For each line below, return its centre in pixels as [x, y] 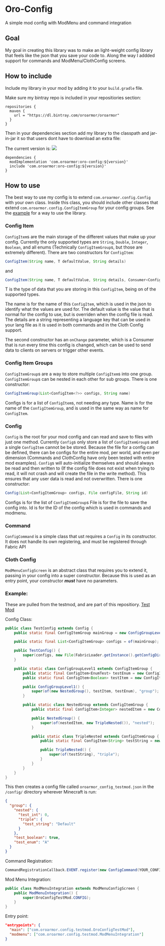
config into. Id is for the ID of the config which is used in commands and [78, 508]
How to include [29, 76]
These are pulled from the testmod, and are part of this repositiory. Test [78, 604]
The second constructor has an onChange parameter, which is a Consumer [80, 340]
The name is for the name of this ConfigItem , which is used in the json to [78, 304]
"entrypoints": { [23, 925]
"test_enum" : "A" [32, 842]
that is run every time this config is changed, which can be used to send [78, 345]
